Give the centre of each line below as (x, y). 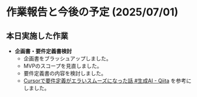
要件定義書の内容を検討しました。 (65, 73)
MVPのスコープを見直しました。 (63, 66)
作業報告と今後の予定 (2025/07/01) (92, 12)
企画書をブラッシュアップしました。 (68, 59)
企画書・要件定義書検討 (43, 51)
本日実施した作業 (37, 36)
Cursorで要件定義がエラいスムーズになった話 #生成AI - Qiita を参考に (107, 81)
